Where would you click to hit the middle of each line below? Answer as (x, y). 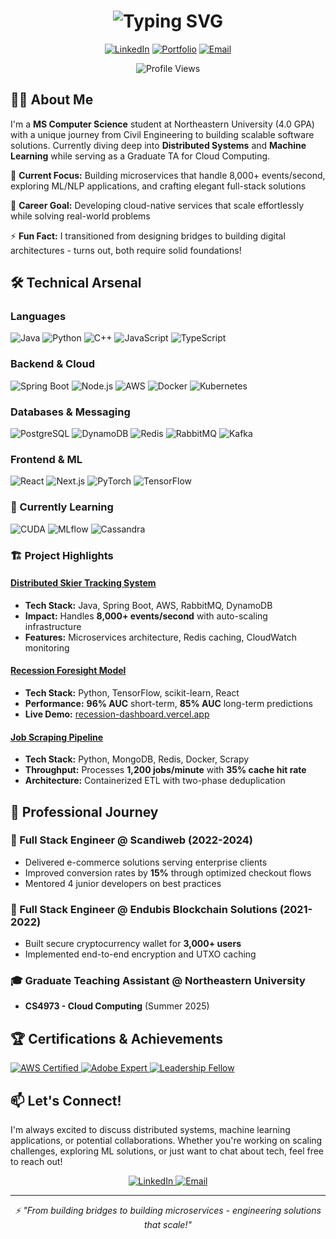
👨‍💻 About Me (52, 100)
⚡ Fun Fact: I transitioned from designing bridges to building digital (148, 236)
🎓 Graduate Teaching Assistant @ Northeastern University (158, 981)
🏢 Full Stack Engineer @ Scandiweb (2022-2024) (132, 840)
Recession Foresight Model (68, 671)
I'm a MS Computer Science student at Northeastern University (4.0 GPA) (162, 124)
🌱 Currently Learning (62, 507)
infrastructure (53, 626)
